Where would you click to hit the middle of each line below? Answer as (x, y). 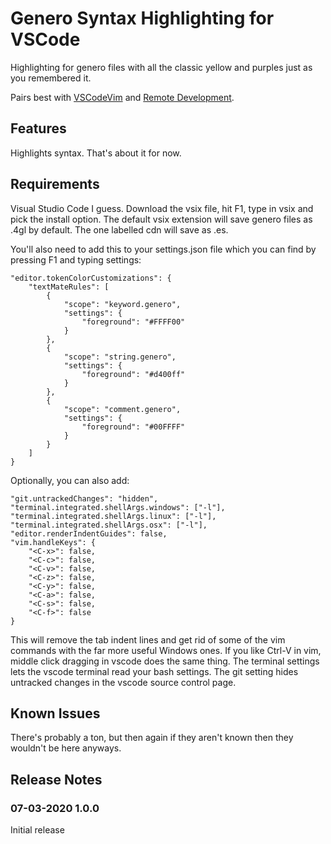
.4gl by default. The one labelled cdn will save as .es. (119, 229)
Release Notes (56, 779)
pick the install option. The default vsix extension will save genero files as (161, 219)
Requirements (55, 184)
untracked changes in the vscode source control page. (123, 682)
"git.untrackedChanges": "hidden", (84, 498)
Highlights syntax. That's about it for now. (96, 153)
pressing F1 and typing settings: (76, 259)
